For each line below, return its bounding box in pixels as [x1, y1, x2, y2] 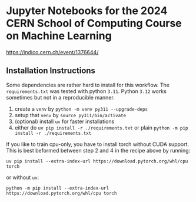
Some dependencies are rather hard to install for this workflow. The [6, 81, 170, 88]
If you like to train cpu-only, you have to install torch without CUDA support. [6, 140, 190, 148]
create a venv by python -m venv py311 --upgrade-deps [14, 105, 148, 112]
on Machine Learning [6, 29, 112, 42]
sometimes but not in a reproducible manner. [6, 94, 115, 101]
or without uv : [6, 174, 39, 181]
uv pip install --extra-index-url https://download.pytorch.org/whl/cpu [6, 158, 188, 164]
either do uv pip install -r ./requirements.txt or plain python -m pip [14, 124, 188, 131]
